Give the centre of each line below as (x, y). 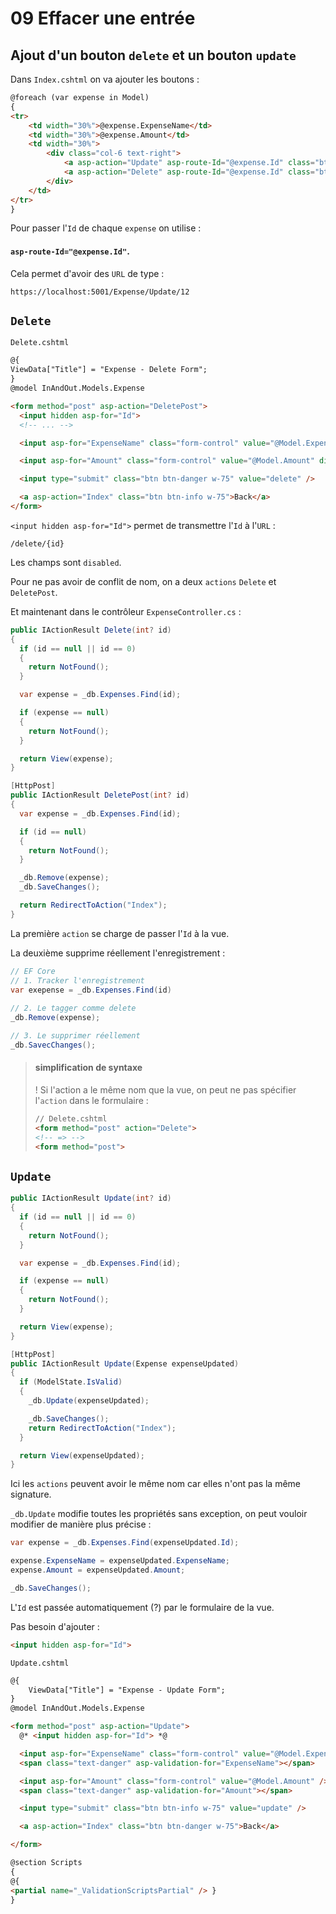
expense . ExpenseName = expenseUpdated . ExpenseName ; (120, 1561)
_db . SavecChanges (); (53, 1045)
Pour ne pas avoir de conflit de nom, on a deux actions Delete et (143, 581)
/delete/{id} (37, 543)
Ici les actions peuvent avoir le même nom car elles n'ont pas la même (156, 1484)
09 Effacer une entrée (103, 18)
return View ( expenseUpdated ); (82, 1455)
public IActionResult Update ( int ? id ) (91, 1198)
